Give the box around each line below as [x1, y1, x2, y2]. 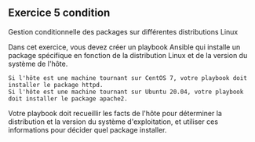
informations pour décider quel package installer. [8, 125, 167, 134]
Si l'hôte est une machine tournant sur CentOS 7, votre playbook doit [8, 74, 247, 82]
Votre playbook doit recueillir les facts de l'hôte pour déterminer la [8, 108, 222, 118]
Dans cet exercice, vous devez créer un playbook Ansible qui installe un [8, 42, 241, 52]
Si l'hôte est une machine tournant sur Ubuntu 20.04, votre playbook [8, 88, 244, 96]
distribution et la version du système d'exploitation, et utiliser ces [8, 117, 218, 126]
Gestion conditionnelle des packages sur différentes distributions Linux [8, 27, 239, 36]
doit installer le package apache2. [8, 94, 128, 103]
